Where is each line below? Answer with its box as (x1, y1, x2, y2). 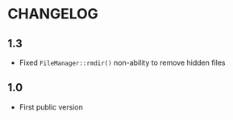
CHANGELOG (7, 5, 98, 23)
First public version (19, 102, 84, 112)
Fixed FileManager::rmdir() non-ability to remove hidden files (19, 58, 226, 67)
